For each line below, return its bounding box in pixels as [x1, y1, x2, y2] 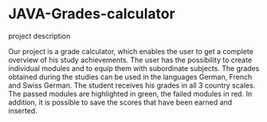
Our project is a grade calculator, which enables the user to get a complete [8, 46, 253, 56]
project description [8, 31, 71, 41]
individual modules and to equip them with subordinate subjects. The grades [8, 63, 260, 73]
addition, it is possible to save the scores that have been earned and [8, 97, 233, 107]
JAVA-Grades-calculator [8, 5, 175, 23]
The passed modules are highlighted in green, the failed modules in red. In [8, 89, 253, 98]
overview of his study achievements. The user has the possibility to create [8, 55, 253, 65]
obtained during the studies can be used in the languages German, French [8, 72, 253, 81]
